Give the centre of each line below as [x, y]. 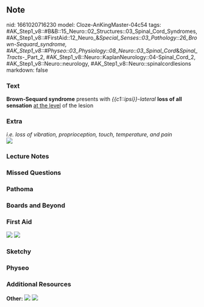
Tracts [14, 57]
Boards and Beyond [36, 205]
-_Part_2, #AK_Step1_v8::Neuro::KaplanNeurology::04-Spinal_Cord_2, [109, 57]
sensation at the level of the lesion [50, 105]
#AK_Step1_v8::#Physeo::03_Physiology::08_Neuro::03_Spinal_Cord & [93, 51]
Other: [15, 298]
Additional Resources [39, 284]
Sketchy [19, 252]
